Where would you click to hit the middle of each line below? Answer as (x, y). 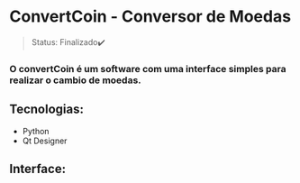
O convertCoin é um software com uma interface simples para (148, 69)
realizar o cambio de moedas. (75, 80)
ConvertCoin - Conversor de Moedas (150, 17)
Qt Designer (45, 141)
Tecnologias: (46, 110)
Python (36, 131)
